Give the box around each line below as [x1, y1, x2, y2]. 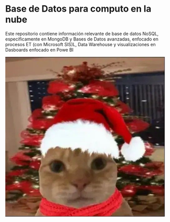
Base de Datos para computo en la [5, 3, 152, 15]
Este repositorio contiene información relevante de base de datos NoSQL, [5, 30, 159, 36]
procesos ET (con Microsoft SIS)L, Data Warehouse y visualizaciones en [5, 41, 156, 47]
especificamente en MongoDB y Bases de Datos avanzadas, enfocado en [5, 36, 158, 42]
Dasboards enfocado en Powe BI [5, 47, 74, 53]
